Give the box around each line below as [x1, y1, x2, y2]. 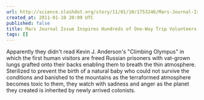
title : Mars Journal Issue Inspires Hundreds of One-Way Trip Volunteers [6, 25, 197, 32]
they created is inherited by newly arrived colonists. [6, 87, 136, 94]
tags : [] [6, 32, 29, 38]
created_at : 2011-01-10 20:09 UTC [6, 15, 94, 21]
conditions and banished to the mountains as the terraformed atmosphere [6, 74, 191, 81]
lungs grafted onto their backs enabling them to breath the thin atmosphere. [6, 61, 196, 68]
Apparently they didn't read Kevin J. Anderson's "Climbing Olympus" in [6, 48, 185, 55]
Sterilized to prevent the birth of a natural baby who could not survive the [6, 67, 189, 75]
